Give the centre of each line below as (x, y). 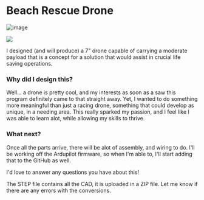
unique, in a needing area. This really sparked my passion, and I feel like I (98, 112)
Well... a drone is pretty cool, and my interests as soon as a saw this (91, 92)
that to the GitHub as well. (39, 160)
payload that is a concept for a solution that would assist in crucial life (93, 57)
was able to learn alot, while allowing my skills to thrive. (76, 119)
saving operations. (29, 63)
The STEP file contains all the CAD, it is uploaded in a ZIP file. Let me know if (102, 184)
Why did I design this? (40, 79)
